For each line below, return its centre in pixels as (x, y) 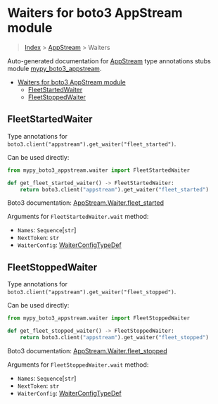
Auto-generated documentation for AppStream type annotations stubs (109, 61)
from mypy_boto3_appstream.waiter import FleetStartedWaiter (99, 170)
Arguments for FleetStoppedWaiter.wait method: (78, 365)
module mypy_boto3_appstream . (54, 68)
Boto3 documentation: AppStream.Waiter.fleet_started (85, 203)
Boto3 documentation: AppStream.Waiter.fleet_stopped (87, 351)
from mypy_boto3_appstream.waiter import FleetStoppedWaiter (99, 318)
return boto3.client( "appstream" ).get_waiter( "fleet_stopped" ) (115, 337)
